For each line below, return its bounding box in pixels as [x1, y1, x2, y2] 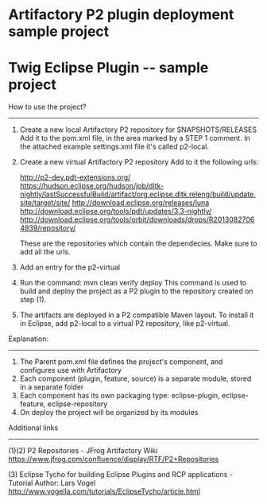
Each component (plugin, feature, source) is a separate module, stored [19, 374, 252, 383]
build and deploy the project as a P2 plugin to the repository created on [19, 286, 253, 296]
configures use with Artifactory [19, 366, 122, 375]
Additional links [8, 423, 59, 432]
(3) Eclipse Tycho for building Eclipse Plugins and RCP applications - [8, 470, 233, 479]
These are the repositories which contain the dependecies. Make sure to [19, 238, 257, 248]
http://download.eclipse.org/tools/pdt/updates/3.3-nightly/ [19, 207, 212, 216]
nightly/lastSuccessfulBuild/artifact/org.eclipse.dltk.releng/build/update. [19, 189, 256, 200]
